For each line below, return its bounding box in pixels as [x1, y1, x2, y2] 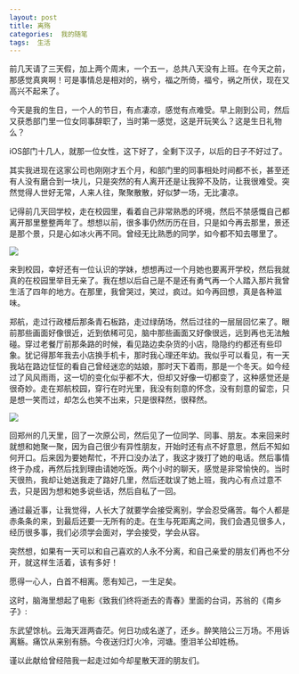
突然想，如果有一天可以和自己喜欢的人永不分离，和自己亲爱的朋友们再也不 [9, 546, 282, 557]
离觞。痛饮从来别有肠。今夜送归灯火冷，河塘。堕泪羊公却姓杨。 [9, 637, 243, 647]
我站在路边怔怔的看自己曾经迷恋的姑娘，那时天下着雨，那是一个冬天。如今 [9, 361, 282, 372]
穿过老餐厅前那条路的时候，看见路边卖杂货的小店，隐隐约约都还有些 [24, 339, 274, 349]
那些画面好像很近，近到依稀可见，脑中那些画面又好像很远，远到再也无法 [16, 327, 282, 339]
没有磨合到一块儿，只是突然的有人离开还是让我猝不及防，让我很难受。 [24, 176, 282, 187]
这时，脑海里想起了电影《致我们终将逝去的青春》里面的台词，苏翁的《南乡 [9, 595, 282, 606]
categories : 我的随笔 [9, 29, 88, 38]
